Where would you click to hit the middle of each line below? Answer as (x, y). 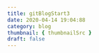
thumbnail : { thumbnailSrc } (49, 33)
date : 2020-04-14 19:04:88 (46, 20)
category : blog (29, 26)
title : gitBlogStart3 (39, 13)
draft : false (26, 39)
